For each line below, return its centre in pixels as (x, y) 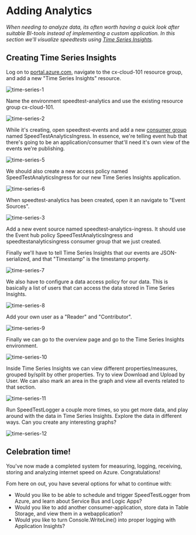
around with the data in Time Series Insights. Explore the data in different (94, 416)
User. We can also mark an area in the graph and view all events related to (95, 380)
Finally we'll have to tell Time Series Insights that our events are (82, 252)
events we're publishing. (36, 148)
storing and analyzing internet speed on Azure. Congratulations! (83, 472)
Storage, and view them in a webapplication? (68, 513)
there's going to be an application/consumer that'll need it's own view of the (98, 142)
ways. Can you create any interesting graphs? (61, 422)
